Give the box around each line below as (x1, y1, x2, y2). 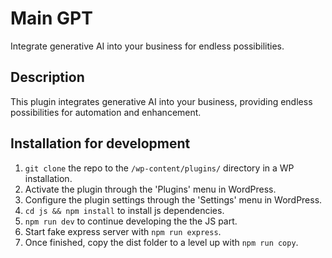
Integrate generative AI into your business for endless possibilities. (10, 40, 285, 52)
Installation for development (10, 135, 191, 152)
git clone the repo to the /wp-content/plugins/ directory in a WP (24, 162, 295, 174)
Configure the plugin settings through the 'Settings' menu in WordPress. (24, 193, 323, 206)
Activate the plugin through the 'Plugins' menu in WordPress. (24, 183, 277, 195)
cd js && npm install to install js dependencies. (24, 204, 225, 216)
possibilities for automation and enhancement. (10, 106, 202, 118)
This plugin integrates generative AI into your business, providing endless (10, 95, 313, 107)
